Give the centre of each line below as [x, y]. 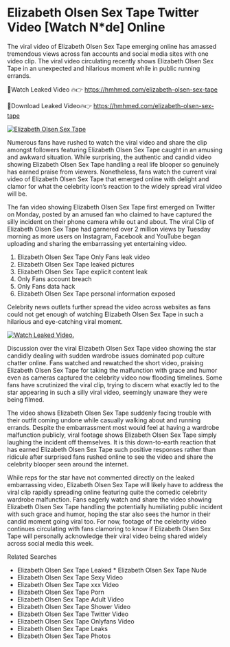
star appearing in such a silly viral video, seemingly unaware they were [107, 392]
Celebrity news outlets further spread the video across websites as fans [109, 307]
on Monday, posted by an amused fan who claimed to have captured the [110, 214]
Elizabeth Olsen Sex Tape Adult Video [70, 599]
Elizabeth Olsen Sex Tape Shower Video [74, 606]
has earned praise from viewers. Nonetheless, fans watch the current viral [112, 172]
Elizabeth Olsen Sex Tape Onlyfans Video [76, 621]
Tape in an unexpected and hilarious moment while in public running [104, 68]
